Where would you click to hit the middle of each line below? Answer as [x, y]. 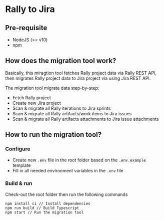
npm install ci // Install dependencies [48, 203]
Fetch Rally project [31, 97]
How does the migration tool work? [61, 61]
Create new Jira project [36, 103]
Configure [18, 149]
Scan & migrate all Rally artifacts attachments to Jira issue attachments [85, 119]
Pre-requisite [26, 28]
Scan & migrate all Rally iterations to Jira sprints [61, 108]
